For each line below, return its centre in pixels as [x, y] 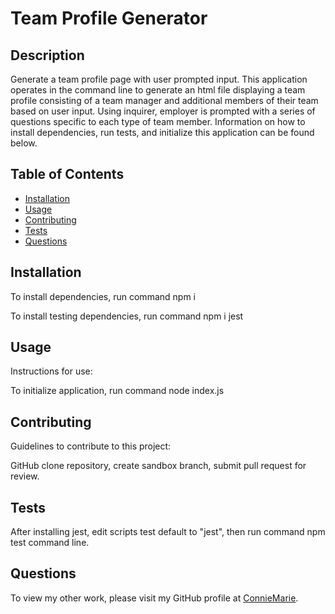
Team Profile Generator [109, 18]
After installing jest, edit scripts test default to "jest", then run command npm [168, 532]
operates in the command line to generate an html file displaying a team [158, 90]
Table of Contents [67, 174]
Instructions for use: [51, 371]
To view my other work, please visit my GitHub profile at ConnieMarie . [154, 598]
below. [24, 143]
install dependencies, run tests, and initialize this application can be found [162, 132]
